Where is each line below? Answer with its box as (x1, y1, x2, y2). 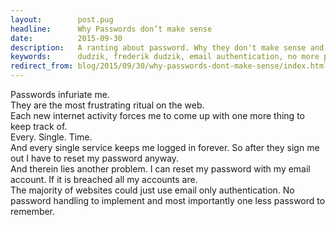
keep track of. (10, 121, 68, 132)
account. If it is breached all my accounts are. (10, 174, 198, 185)
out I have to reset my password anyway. (10, 152, 180, 164)
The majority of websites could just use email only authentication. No (10, 184, 295, 196)
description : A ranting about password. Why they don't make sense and (10, 42, 325, 53)
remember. (10, 206, 56, 217)
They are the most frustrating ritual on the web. (10, 99, 205, 111)
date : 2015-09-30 (10, 33, 123, 43)
